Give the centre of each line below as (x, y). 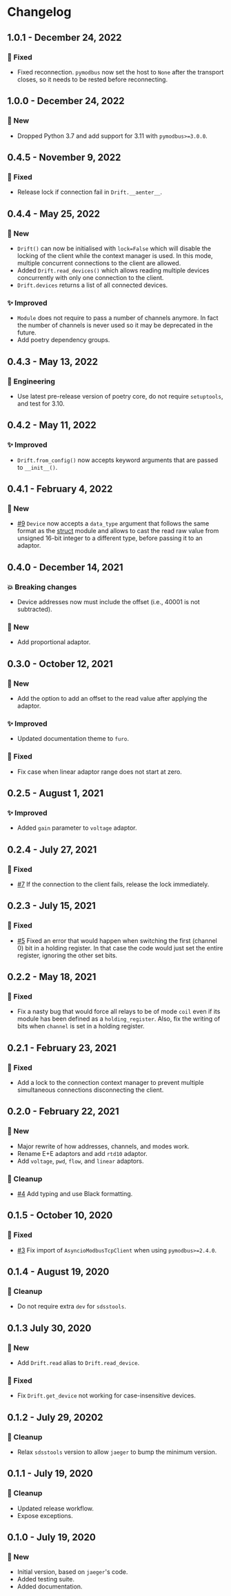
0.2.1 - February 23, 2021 (62, 1048)
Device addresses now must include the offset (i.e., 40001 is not (108, 601)
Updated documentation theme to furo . (73, 739)
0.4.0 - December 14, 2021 (65, 567)
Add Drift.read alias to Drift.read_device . (78, 1363)
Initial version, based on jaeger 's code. (72, 1572)
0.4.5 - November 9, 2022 (64, 157)
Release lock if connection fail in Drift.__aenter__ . (90, 192)
